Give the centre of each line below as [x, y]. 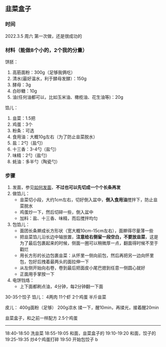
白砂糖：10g [24, 91]
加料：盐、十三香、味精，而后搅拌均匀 [59, 218]
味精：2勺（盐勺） [31, 155]
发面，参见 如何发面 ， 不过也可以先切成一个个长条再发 [66, 187]
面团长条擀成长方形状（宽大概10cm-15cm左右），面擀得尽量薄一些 [87, 231]
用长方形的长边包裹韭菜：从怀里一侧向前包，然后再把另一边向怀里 [87, 256]
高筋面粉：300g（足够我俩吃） [44, 72]
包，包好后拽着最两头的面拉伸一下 [54, 262]
